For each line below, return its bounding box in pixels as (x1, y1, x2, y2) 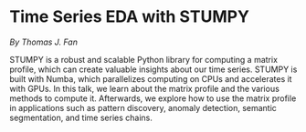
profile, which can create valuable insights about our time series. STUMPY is (9, 64, 298, 75)
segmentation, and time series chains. (9, 112, 153, 123)
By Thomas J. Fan (9, 36, 78, 47)
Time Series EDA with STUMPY (9, 6, 249, 27)
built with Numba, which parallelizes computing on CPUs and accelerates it (9, 73, 292, 84)
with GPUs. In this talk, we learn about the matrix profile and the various (9, 83, 280, 94)
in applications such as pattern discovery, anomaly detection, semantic (9, 102, 277, 113)
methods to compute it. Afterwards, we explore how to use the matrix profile (9, 93, 297, 104)
